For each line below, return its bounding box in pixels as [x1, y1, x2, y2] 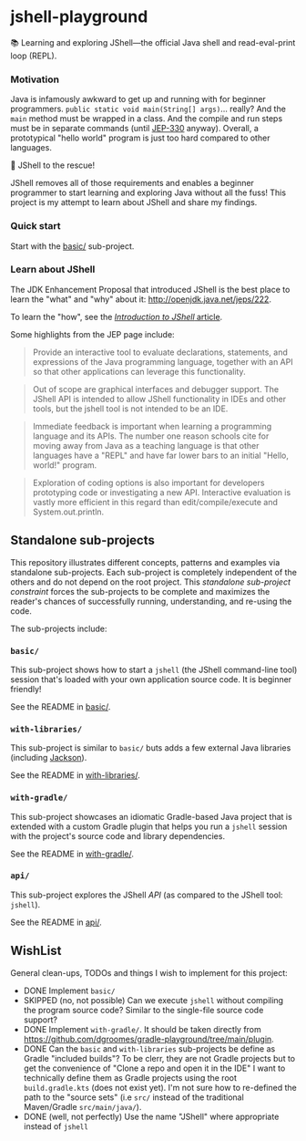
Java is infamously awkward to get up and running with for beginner [10, 94, 267, 105]
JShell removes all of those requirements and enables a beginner [10, 178, 254, 189]
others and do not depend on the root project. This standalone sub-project [10, 576, 291, 587]
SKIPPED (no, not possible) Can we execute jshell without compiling [23, 994, 284, 1005]
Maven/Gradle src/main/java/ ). [23, 1101, 142, 1112]
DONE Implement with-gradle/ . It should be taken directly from [23, 1023, 262, 1034]
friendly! [10, 683, 42, 694]
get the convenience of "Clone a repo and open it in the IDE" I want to [23, 1063, 286, 1074]
